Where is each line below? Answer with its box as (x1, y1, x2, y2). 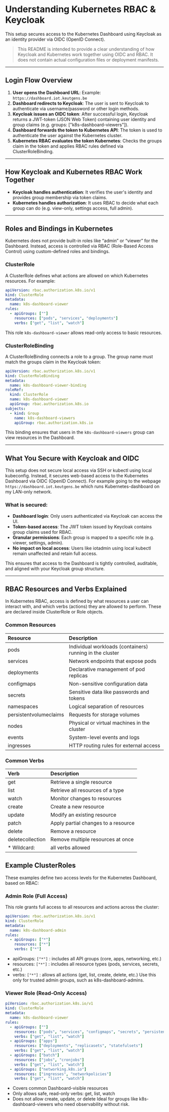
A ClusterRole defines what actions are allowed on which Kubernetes (5, 272, 148, 278)
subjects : (5, 406, 26, 411)
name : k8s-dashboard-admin (10, 928, 66, 933)
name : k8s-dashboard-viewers (14, 415, 75, 420)
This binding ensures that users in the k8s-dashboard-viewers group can (5, 429, 154, 436)
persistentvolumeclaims (8, 711, 64, 718)
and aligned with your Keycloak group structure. (5, 566, 105, 572)
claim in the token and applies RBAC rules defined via (12, 143, 124, 149)
